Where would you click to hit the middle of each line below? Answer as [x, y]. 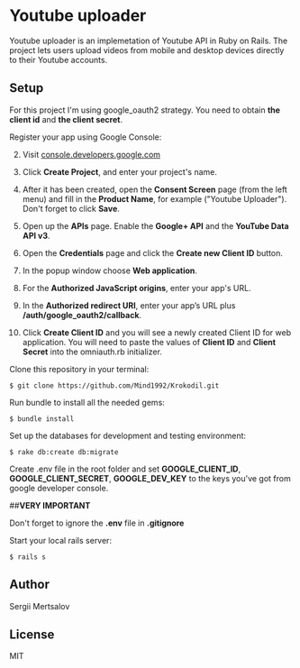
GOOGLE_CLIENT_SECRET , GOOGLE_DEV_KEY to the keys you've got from [150, 478]
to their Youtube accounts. [59, 59]
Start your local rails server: [61, 540]
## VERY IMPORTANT [50, 505]
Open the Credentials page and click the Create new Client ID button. [153, 252]
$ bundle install [42, 419]
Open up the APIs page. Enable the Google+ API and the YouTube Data [156, 225]
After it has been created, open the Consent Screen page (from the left [155, 189]
